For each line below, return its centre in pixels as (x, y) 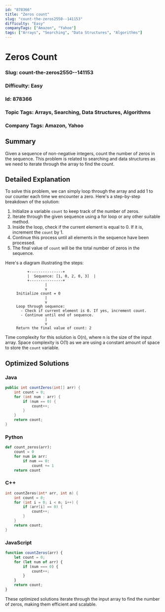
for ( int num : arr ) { (37, 397)
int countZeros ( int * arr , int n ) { (42, 493)
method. (21, 222)
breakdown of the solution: (33, 202)
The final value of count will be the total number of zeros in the (76, 248)
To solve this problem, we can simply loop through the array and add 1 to (79, 191)
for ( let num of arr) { (39, 562)
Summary (21, 142)
